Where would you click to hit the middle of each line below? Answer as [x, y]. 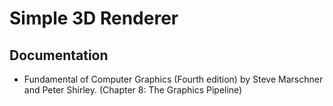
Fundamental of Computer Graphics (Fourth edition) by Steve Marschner [173, 79]
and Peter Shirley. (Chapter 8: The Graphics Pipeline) [133, 90]
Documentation [59, 55]
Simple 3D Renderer [94, 18]
